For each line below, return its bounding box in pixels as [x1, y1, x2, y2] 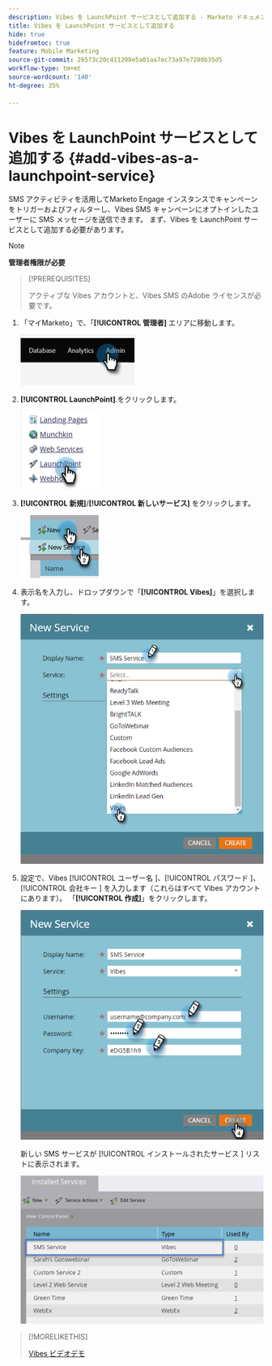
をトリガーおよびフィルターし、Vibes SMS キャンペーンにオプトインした [8, 204, 253, 214]
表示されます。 [34, 1158, 84, 1168]
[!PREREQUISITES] [28, 274, 91, 284]
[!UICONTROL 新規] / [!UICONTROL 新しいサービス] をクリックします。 [19, 499, 256, 509]
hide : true [8, 30, 45, 38]
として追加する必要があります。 [22, 225, 129, 234]
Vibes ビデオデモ [28, 1348, 85, 1358]
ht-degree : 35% [8, 81, 60, 89]
